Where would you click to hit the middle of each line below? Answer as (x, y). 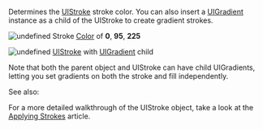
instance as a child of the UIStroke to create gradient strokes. (111, 20)
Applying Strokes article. (50, 116)
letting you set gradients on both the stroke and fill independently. (119, 76)
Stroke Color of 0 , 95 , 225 (97, 36)
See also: (24, 92)
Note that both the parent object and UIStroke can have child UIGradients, (132, 67)
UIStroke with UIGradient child (103, 52)
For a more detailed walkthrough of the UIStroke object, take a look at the (131, 107)
